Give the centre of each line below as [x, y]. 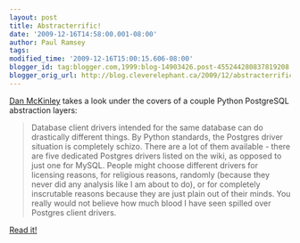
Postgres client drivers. [74, 212]
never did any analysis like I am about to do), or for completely [146, 184]
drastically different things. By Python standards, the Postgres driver [157, 137]
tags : [19, 51]
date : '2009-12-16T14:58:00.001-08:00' [83, 34]
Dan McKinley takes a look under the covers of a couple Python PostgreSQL [150, 101]
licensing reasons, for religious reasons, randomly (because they [150, 174]
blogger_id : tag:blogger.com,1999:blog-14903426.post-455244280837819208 [150, 68]
